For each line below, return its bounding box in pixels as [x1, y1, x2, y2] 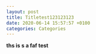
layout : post [6, 8, 39, 15]
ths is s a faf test [6, 42, 49, 49]
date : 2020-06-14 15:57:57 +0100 [6, 20, 91, 26]
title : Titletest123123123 [6, 14, 74, 20]
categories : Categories [6, 25, 66, 32]
